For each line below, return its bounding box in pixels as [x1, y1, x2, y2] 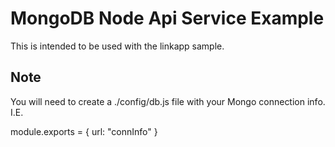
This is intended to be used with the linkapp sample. [10, 40, 225, 52]
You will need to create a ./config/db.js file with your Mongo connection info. [10, 95, 326, 107]
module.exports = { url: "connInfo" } [10, 125, 158, 137]
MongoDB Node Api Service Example [10, 7, 325, 30]
